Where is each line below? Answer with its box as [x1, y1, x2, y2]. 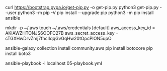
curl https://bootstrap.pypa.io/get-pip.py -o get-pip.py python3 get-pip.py [5, 5, 159, 10]
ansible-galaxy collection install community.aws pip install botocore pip [5, 45, 153, 51]
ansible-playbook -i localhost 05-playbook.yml [5, 60, 102, 66]
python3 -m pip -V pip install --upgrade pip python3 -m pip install [17, 10, 154, 16]
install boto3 [5, 50, 31, 56]
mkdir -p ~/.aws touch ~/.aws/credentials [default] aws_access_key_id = [5, 25, 155, 31]
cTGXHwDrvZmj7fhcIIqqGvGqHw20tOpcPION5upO [5, 35, 112, 41]
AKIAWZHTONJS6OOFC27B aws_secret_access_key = [5, 30, 119, 36]
